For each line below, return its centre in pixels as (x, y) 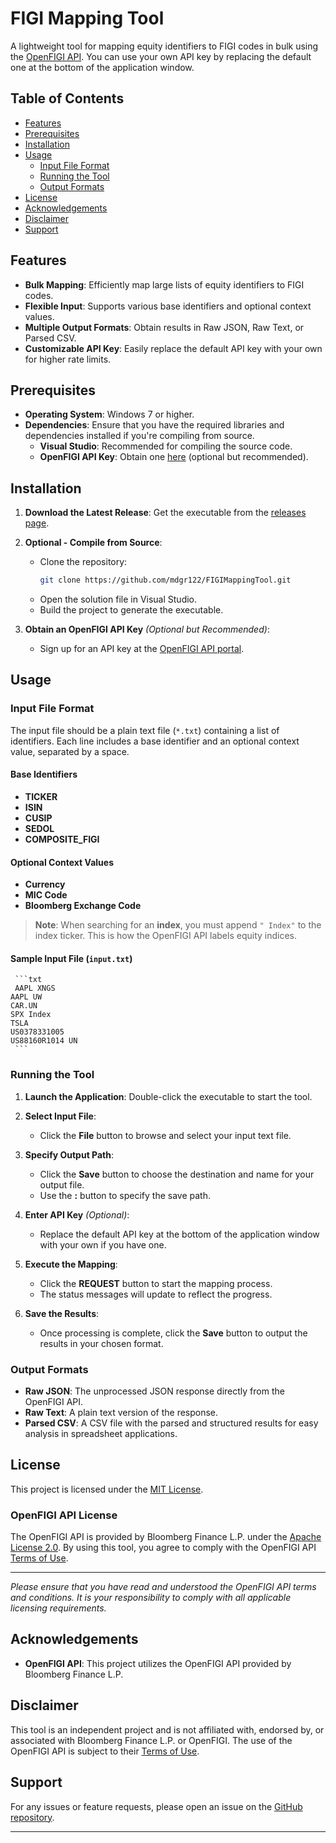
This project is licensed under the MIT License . (107, 1489)
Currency (45, 884)
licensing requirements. (58, 1608)
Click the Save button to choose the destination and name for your (177, 1174)
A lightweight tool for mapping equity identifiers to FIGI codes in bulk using (164, 46)
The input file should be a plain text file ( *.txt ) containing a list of (145, 730)
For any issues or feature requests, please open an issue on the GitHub (156, 1806)
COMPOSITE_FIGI (62, 839)
